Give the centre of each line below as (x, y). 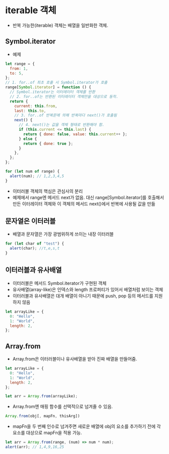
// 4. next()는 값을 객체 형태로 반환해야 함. (62, 125)
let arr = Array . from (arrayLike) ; (42, 396)
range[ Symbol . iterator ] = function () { (48, 87)
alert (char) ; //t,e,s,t (35, 248)
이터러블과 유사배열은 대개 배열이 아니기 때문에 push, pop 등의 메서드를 (83, 296)
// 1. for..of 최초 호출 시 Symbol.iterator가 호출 (56, 83)
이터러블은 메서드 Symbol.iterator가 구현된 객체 (60, 283)
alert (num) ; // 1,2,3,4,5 (37, 176)
